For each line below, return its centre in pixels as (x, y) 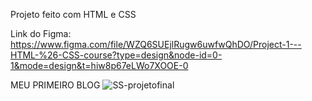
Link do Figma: (41, 33)
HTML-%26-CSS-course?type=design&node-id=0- (116, 55)
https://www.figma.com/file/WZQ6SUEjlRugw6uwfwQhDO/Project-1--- (156, 44)
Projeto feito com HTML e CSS (73, 14)
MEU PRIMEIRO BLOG (55, 85)
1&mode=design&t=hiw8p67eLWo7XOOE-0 (99, 65)
